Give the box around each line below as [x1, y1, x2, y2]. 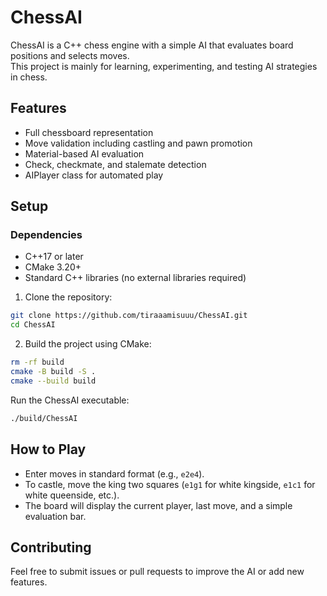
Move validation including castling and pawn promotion [24, 137, 253, 149]
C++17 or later [24, 251, 84, 263]
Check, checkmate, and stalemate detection [24, 158, 207, 170]
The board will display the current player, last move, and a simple [24, 499, 293, 511]
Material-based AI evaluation [24, 147, 145, 160]
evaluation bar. [24, 510, 87, 522]
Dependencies [10, 228, 83, 242]
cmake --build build [10, 376, 97, 386]
